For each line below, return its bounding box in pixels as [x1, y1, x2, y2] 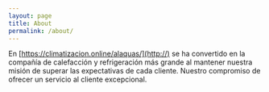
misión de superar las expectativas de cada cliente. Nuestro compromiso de [8, 66, 261, 76]
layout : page [8, 11, 52, 20]
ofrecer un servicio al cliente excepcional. [8, 74, 147, 85]
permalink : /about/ [8, 27, 74, 35]
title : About [8, 19, 52, 27]
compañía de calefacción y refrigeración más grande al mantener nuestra [8, 57, 253, 67]
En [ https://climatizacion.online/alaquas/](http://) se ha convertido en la [8, 49, 246, 59]
